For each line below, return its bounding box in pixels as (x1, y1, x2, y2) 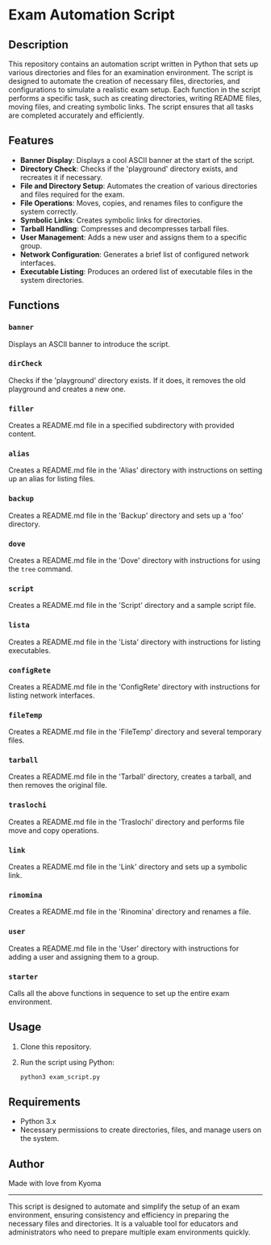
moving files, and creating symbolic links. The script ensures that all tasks (8, 102, 254, 111)
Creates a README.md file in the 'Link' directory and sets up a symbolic (8, 862, 248, 872)
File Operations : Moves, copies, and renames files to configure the (19, 198, 244, 207)
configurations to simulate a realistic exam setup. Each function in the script (8, 85, 261, 94)
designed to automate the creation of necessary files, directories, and (8, 77, 240, 85)
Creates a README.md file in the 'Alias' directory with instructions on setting (8, 465, 263, 475)
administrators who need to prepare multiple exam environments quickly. (8, 1227, 251, 1237)
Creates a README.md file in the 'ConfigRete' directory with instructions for (8, 681, 261, 691)
